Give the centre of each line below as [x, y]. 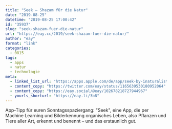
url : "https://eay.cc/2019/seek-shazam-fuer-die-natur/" [67, 34]
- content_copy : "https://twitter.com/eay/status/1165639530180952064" [88, 86]
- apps [17, 62]
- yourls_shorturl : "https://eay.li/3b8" [55, 96]
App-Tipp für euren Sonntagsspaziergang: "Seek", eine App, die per [77, 110]
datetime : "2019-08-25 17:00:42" [41, 19]
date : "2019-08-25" [26, 15]
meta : [11, 77]
